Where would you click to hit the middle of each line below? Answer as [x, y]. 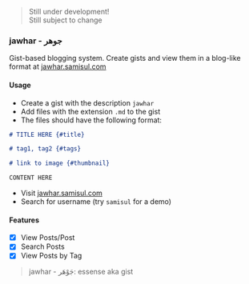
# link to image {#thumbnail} [60, 163]
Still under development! [69, 12]
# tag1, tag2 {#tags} [45, 149]
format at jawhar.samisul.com [58, 66]
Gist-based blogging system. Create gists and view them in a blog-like [125, 58]
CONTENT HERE [31, 178]
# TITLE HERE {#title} [47, 134]
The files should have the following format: [91, 120]
